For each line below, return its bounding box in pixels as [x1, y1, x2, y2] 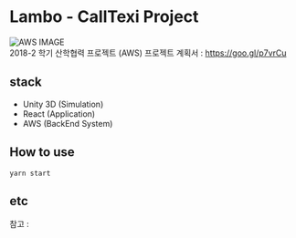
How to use [9, 144, 75, 160]
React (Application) [22, 108, 96, 119]
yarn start [9, 169, 51, 178]
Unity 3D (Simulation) [22, 98, 104, 109]
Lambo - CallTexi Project [9, 6, 199, 27]
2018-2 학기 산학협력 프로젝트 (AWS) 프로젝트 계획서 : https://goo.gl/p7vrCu [9, 47, 287, 58]
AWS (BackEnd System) [22, 118, 113, 129]
